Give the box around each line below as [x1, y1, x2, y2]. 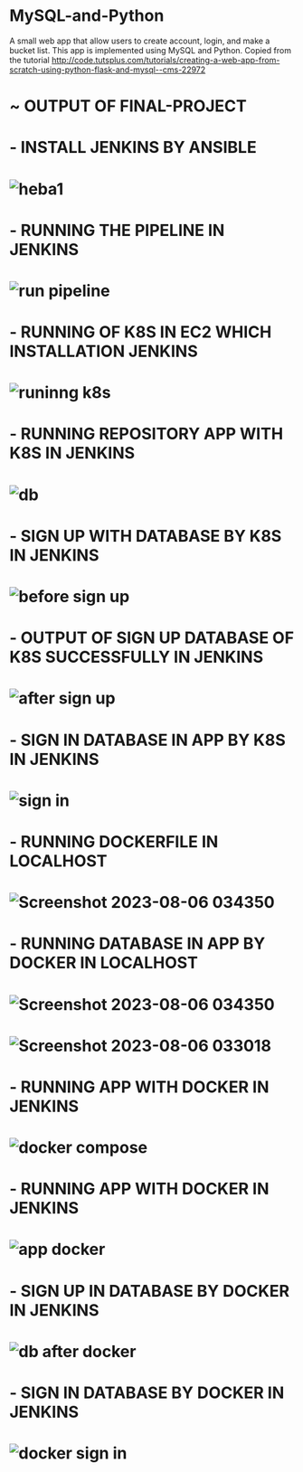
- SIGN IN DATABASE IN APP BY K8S [9, 730, 287, 750]
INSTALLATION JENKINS [9, 341, 199, 362]
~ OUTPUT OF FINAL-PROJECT [9, 96, 247, 117]
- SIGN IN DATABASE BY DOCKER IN [9, 1382, 285, 1402]
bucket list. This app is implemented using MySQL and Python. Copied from [9, 44, 292, 55]
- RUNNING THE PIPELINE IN [9, 220, 225, 241]
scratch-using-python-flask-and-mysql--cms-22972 [9, 64, 206, 75]
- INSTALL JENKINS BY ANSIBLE [9, 137, 257, 158]
